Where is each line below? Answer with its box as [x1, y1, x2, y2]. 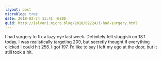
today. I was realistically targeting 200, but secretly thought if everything [5, 39, 150, 45]
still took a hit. [5, 49, 33, 55]
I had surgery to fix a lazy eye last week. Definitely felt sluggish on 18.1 [5, 34, 146, 40]
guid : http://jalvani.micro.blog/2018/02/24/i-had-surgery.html [5, 20, 138, 26]
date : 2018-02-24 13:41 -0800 [5, 16, 66, 21]
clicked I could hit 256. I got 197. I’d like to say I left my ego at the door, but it [5, 44, 157, 50]
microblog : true [5, 12, 38, 16]
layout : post [5, 7, 32, 12]
